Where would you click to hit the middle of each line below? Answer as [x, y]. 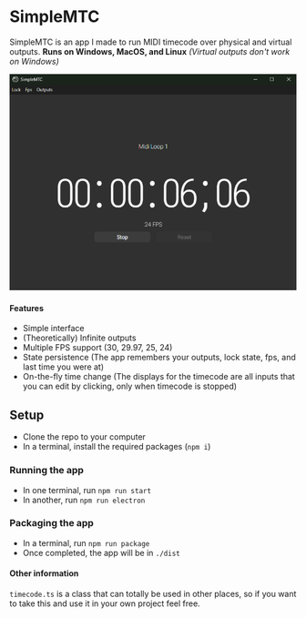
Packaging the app [51, 523]
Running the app [47, 471]
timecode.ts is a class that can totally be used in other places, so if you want [153, 594]
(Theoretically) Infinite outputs [79, 338]
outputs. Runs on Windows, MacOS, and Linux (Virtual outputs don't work [150, 51]
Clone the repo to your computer [84, 437]
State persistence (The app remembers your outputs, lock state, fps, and [159, 358]
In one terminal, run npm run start [87, 490]
